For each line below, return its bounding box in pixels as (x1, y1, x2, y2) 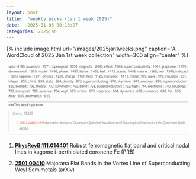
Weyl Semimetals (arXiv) (14, 166, 75, 173)
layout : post (6, 9, 38, 15)
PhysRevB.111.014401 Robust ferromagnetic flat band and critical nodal (14, 142, 189, 149)
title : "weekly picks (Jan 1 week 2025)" (6, 15, 113, 22)
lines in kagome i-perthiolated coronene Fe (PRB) (14, 148, 135, 155)
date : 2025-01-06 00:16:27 (6, 22, 78, 28)
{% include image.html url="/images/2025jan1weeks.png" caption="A (6, 45, 176, 53)
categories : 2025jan (6, 28, 57, 34)
